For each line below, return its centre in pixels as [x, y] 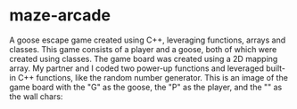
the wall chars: [36, 96]
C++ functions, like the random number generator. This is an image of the [153, 77]
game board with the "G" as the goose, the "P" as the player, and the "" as [146, 87]
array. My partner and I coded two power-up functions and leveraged [137, 68]
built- [276, 68]
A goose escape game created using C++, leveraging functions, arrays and [148, 40]
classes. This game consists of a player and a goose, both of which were [143, 49]
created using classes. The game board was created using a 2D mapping [144, 58]
